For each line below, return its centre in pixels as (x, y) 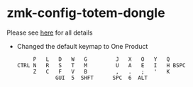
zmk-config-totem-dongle (86, 13)
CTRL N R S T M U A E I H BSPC (101, 65)
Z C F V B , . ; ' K (101, 71)
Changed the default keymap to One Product (82, 46)
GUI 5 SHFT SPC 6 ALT (101, 78)
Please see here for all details (50, 33)
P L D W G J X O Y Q (101, 59)
